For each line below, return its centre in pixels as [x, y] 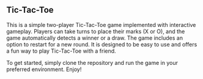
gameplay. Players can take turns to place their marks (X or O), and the [96, 31]
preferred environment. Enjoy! [44, 69]
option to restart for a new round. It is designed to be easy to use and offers [102, 44]
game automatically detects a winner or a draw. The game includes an [95, 38]
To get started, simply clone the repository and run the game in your [92, 62]
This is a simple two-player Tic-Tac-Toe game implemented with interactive [101, 24]
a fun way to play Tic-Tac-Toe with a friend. [61, 51]
